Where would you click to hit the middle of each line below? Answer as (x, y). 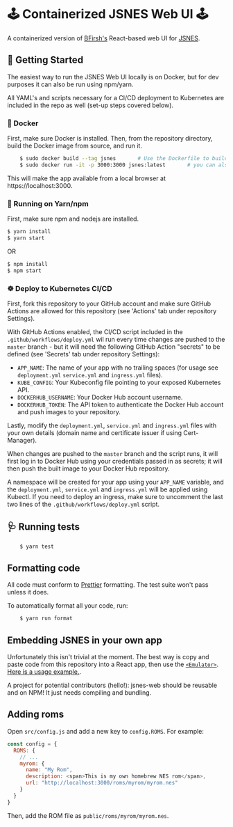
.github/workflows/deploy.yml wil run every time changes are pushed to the (116, 339)
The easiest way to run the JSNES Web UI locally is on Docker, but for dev (113, 77)
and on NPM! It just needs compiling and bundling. (79, 693)
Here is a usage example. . (44, 672)
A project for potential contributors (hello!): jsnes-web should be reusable (112, 685)
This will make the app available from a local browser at (87, 178)
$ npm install (28, 264)
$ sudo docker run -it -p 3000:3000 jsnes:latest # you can (118, 165)
